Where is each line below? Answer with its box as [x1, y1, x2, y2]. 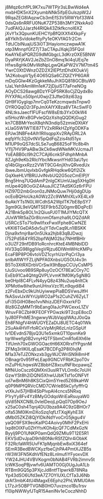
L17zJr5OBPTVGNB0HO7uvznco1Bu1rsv [5, 483, 87, 489]
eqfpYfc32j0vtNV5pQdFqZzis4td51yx [5, 136, 82, 142]
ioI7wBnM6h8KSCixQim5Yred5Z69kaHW [5, 378, 89, 383]
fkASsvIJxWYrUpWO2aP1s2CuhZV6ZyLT [5, 294, 89, 299]
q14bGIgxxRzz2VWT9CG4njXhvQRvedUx [5, 162, 90, 168]
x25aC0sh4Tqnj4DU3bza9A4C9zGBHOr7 [5, 404, 91, 410]
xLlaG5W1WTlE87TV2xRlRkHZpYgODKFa [5, 125, 89, 131]
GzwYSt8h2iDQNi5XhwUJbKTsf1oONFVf [5, 372, 89, 378]
